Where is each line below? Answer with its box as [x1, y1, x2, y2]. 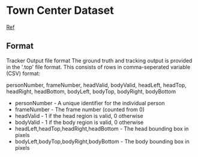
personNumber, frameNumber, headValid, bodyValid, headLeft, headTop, [6, 81, 187, 88]
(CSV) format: [6, 70, 41, 77]
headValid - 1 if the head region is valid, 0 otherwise [14, 112, 143, 119]
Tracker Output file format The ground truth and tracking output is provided [6, 57, 193, 64]
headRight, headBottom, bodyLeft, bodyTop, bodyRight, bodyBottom [6, 88, 176, 95]
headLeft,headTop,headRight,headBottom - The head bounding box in [14, 125, 189, 132]
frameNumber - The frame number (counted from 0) [14, 106, 145, 113]
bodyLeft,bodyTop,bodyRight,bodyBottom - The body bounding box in [14, 138, 190, 145]
